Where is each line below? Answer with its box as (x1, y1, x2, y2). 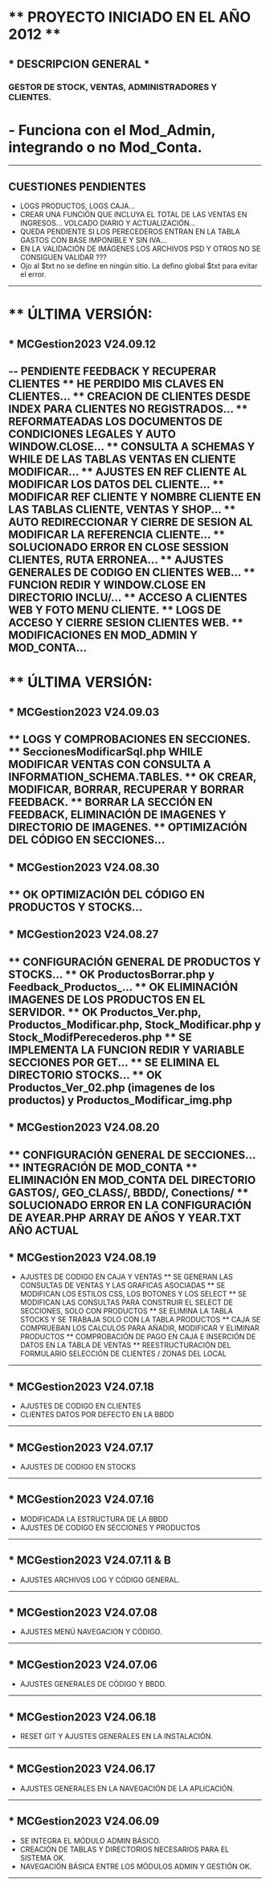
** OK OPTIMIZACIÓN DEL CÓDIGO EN (8, 887, 205, 901)
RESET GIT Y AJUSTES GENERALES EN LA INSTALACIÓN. (19, 1732, 213, 1741)
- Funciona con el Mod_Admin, (8, 121, 215, 139)
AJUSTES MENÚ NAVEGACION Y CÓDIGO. (19, 1627, 162, 1637)
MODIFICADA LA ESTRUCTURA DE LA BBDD (19, 1514, 169, 1523)
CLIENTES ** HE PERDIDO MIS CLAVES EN (8, 377, 224, 391)
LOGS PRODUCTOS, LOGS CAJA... (19, 201, 135, 211)
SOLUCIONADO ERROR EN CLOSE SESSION (8, 541, 229, 554)
